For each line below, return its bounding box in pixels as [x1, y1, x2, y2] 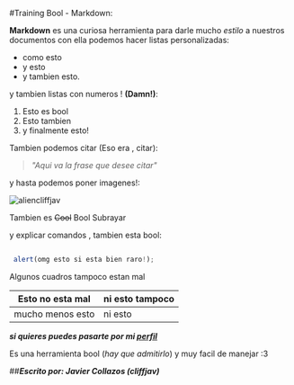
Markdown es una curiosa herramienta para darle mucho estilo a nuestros [9, 25, 285, 35]
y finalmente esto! [22, 125, 90, 136]
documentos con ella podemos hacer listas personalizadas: [9, 35, 229, 45]
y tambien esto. [22, 71, 81, 82]
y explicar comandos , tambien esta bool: [9, 229, 162, 240]
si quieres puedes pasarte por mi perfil [9, 330, 158, 341]
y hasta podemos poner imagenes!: [9, 177, 141, 188]
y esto [22, 62, 46, 72]
